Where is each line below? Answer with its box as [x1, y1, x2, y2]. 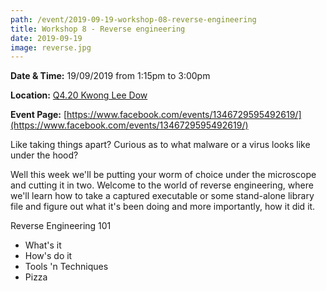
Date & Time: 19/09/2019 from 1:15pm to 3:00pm [10, 70, 211, 82]
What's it [24, 239, 62, 251]
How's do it [24, 250, 73, 262]
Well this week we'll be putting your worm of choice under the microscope [10, 169, 317, 181]
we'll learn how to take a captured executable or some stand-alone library [10, 190, 315, 202]
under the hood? [10, 149, 79, 161]
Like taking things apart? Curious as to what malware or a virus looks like [10, 139, 311, 151]
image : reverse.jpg [10, 42, 92, 53]
